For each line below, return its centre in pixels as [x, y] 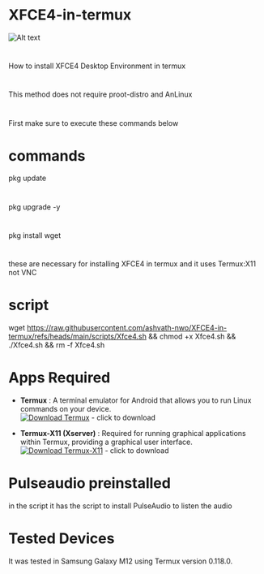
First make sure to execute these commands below [94, 123]
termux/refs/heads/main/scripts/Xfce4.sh [78, 336]
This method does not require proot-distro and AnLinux [100, 94]
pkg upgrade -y [34, 207]
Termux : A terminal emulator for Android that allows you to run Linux [136, 400]
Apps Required [60, 378]
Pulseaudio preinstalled [90, 483]
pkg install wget [35, 235]
